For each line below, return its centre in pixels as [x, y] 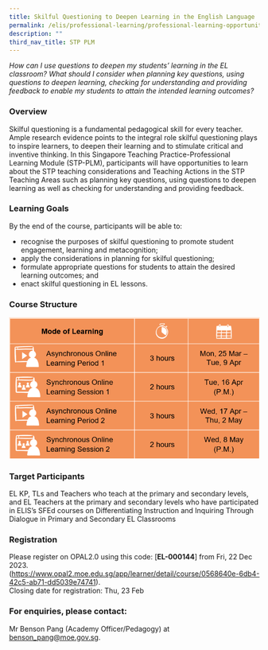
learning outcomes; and [59, 275]
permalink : [27, 25]
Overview [28, 111]
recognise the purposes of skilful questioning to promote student [127, 241]
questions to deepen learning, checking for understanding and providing [128, 83]
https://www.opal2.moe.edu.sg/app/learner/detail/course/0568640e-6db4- [136, 574]
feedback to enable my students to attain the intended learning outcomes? [132, 91]
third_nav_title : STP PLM [52, 42]
